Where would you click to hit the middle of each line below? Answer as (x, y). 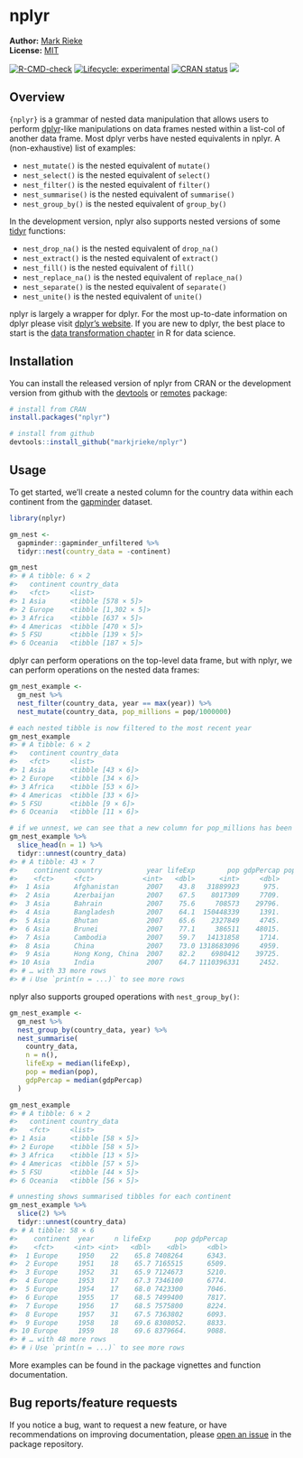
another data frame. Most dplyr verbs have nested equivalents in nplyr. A (145, 138)
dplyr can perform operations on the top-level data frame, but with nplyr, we (151, 661)
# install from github (52, 434)
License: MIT (34, 50)
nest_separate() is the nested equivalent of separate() (124, 286)
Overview (37, 97)
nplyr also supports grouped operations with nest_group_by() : (124, 996)
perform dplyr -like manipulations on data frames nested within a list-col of (147, 128)
